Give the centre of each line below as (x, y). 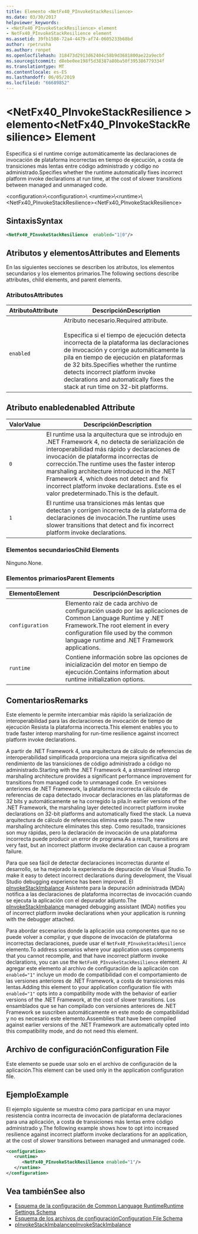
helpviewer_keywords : (33, 22)
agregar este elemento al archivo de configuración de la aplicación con (92, 968)
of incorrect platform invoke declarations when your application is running (96, 913)
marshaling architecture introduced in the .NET (111, 471)
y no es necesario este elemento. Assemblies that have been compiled (91, 1018)
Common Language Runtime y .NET (115, 618)
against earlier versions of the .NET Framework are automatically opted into (98, 1024)
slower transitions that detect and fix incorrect (110, 525)
